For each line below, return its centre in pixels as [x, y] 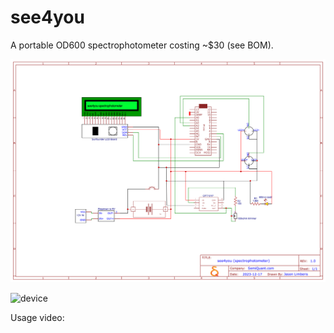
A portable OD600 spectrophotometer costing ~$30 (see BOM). [142, 45]
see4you [47, 17]
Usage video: [37, 317]
